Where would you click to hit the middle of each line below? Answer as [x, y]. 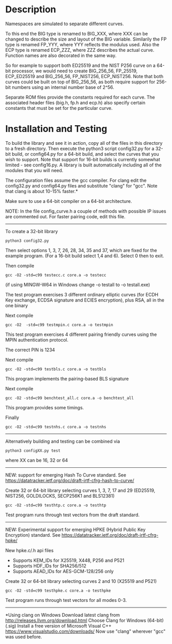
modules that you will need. [34, 170]
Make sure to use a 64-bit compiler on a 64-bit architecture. [69, 201]
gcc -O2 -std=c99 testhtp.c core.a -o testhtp [56, 505]
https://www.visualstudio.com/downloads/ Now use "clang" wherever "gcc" [85, 631]
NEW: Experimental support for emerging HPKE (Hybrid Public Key [76, 529]
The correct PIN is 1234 [30, 350]
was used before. [24, 637]
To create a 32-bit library [31, 231]
